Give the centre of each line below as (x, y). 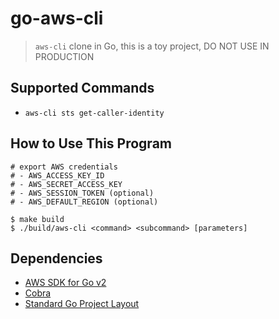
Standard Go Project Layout (82, 304)
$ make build (37, 219)
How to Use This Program (91, 143)
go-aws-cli (57, 18)
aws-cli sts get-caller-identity (94, 113)
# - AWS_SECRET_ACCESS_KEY (66, 184)
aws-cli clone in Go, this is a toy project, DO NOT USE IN (152, 46)
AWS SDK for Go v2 (65, 283)
